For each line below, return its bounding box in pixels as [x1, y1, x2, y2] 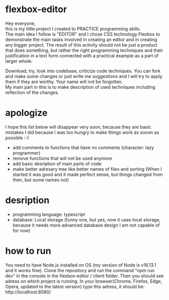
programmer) [12, 149, 40, 156]
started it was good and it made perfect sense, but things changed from [12, 171, 163, 177]
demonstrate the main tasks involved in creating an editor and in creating [5, 36, 158, 43]
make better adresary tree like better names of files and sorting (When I [12, 166, 162, 172]
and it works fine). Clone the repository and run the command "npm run [5, 267, 155, 273]
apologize [5, 107, 48, 119]
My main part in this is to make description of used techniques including [5, 84, 156, 90]
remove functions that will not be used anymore [12, 155, 112, 161]
